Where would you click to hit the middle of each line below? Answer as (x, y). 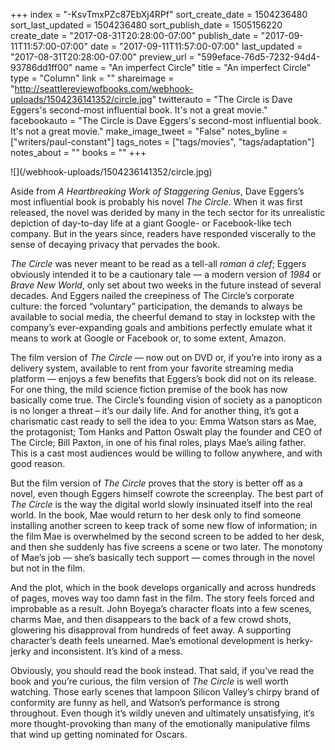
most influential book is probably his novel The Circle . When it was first (156, 202)
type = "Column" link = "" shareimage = (92, 78)
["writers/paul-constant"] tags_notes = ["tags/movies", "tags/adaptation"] (162, 142)
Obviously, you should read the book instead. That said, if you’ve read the (162, 670)
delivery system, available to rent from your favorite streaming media (152, 368)
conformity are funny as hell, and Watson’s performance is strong (145, 702)
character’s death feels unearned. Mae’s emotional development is (147, 640)
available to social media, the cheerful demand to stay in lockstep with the (163, 317)
